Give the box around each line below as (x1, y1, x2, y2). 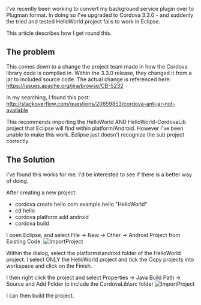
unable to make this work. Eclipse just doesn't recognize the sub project (6, 131, 185, 138)
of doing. (6, 177, 29, 184)
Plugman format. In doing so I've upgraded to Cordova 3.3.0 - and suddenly (6, 11, 194, 19)
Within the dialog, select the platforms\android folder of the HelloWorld (6, 249, 181, 256)
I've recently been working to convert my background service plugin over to (6, 5, 194, 12)
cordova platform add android (14, 213, 89, 220)
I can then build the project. (6, 292, 74, 299)
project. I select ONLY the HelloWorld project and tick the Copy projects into (6, 256, 194, 263)
